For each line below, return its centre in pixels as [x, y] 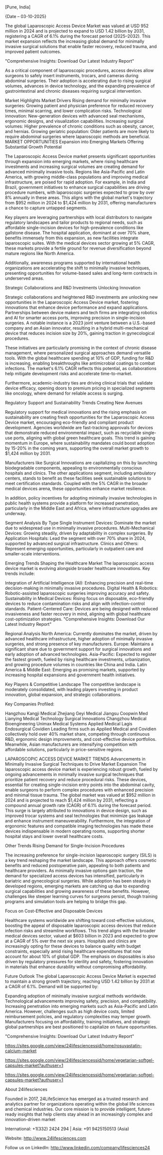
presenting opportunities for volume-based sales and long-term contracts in [81, 273]
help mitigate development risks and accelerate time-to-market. [69, 374]
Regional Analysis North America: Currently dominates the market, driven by [81, 634]
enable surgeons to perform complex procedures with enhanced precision [79, 790]
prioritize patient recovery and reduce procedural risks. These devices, [76, 779]
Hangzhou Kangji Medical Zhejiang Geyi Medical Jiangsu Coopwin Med [76, 713]
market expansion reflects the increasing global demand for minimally [75, 41]
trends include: [20, 573]
